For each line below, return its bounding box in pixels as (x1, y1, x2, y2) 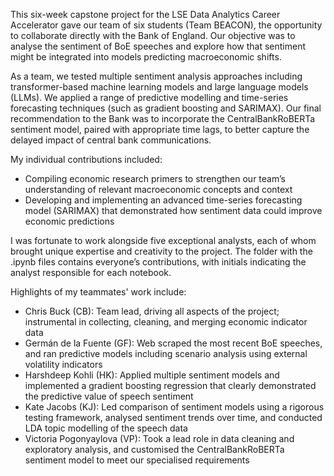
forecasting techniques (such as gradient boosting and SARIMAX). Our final (10, 102, 322, 114)
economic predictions (24, 215, 115, 227)
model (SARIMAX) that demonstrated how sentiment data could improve (24, 205, 323, 216)
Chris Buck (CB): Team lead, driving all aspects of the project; (24, 305, 280, 317)
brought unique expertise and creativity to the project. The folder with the (10, 245, 313, 257)
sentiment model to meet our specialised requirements (24, 454, 250, 466)
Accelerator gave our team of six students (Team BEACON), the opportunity (10, 19, 323, 31)
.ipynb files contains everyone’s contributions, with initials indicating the (10, 256, 307, 268)
